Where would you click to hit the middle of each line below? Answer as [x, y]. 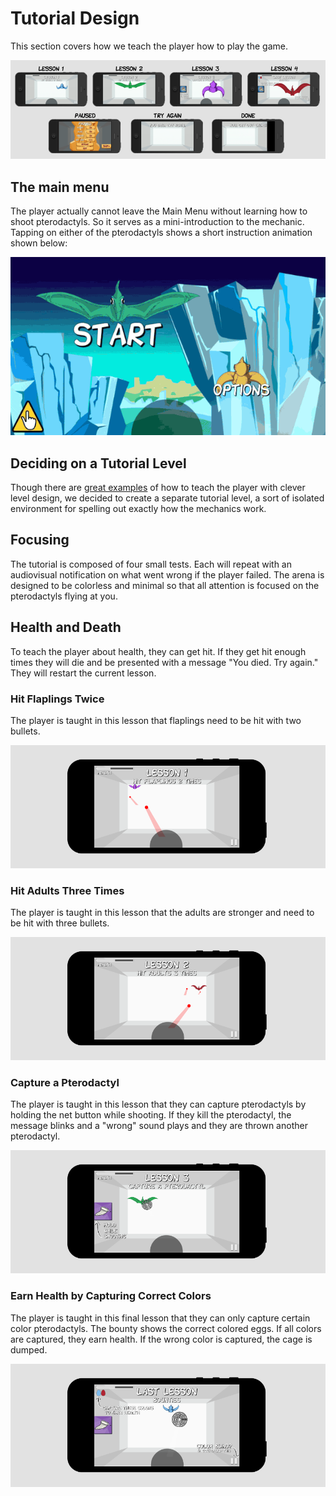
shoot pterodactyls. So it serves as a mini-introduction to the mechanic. [157, 222]
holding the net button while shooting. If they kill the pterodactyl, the [151, 1115]
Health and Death [66, 627]
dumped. [29, 1349]
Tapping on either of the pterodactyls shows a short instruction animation [161, 233]
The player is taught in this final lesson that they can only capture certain [160, 1318]
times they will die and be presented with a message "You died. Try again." [164, 662]
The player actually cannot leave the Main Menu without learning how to [159, 211]
